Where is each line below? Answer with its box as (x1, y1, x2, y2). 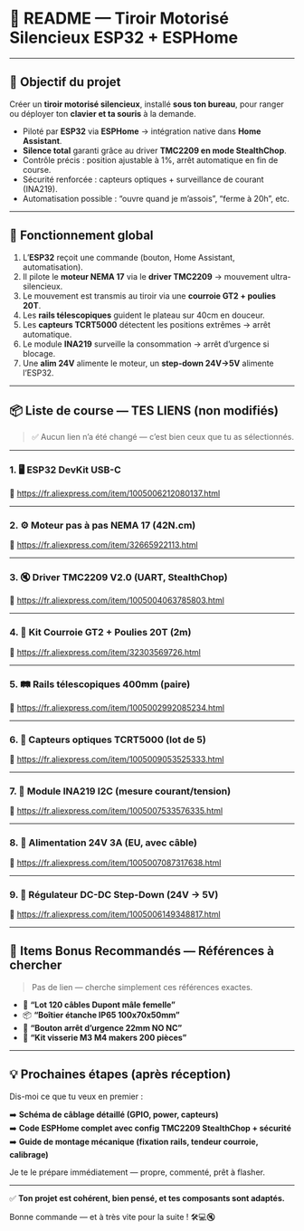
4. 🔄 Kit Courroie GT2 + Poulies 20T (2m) (9, 626, 192, 639)
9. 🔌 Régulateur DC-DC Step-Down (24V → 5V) (9, 888, 219, 901)
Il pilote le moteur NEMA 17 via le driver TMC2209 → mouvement (22, 271, 269, 282)
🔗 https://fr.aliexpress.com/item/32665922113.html (9, 539, 198, 550)
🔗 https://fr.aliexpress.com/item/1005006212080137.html (9, 488, 221, 499)
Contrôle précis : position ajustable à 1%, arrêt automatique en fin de (22, 154, 279, 166)
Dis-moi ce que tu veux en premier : (9, 1091, 143, 1102)
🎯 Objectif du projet (9, 74, 121, 90)
